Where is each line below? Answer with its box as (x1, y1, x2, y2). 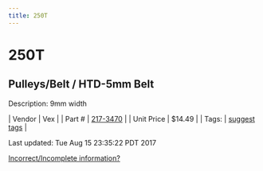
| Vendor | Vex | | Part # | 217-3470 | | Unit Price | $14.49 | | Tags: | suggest (8, 114, 255, 123)
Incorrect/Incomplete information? (8, 153, 121, 163)
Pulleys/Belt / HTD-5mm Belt (8, 77, 155, 91)
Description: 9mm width (8, 99, 88, 108)
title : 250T (8, 11, 48, 20)
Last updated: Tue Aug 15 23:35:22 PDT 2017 (8, 138, 157, 147)
